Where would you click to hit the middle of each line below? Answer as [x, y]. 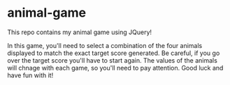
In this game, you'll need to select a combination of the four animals [105, 45]
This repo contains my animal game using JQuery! [80, 32]
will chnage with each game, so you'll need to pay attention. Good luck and [115, 68]
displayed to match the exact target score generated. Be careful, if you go [114, 53]
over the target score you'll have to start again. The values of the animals [113, 60]
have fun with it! [30, 75]
